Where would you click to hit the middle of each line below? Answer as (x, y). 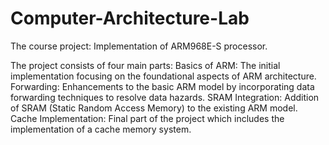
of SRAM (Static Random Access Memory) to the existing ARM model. (154, 108)
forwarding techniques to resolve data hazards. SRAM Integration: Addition (165, 97)
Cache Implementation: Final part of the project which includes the (147, 118)
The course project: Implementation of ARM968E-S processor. (139, 46)
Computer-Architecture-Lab (130, 18)
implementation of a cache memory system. (101, 129)
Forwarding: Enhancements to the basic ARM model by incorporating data (162, 86)
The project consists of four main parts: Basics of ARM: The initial (145, 65)
